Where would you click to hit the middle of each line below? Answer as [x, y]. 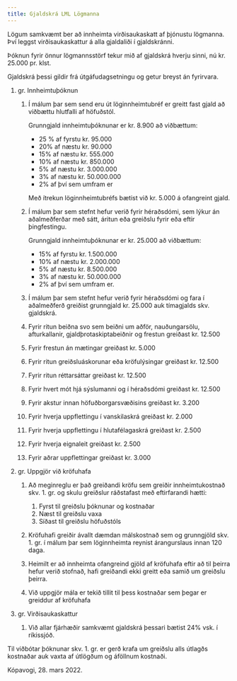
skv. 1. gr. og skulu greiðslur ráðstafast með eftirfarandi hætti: [117, 492]
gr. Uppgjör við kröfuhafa [54, 471]
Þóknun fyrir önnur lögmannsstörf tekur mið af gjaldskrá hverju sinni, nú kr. [117, 55]
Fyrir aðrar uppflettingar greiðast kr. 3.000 [89, 457]
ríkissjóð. [41, 635]
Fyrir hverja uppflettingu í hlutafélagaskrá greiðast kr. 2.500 [115, 430]
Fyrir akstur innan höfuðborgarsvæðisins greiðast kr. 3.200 [114, 402]
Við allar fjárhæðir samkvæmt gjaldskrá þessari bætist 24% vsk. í [123, 627]
